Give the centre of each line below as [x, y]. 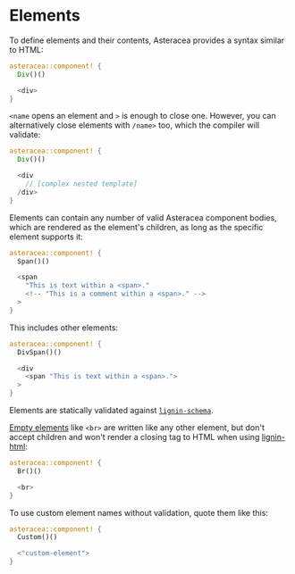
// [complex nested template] [82, 184]
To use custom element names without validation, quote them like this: [139, 512]
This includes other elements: [64, 328]
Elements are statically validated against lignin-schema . [111, 411]
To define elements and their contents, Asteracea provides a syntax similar [147, 40]
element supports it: [46, 237]
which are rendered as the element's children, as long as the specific [136, 227]
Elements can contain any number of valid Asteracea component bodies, [143, 217]
